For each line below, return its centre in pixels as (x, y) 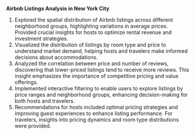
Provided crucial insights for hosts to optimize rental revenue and (93, 32)
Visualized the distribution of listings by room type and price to (90, 45)
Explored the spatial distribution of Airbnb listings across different (94, 20)
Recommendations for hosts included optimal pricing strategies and (96, 107)
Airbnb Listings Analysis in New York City (58, 9)
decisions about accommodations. (56, 57)
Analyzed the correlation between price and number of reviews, (91, 63)
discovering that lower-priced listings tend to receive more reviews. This (102, 70)
